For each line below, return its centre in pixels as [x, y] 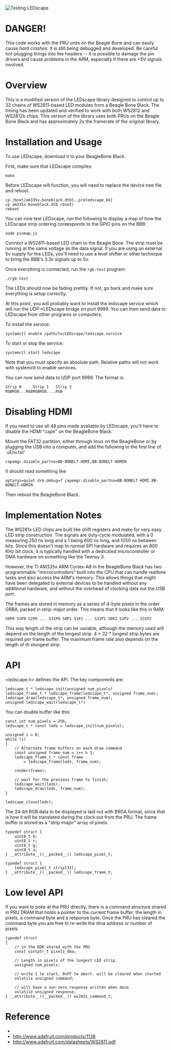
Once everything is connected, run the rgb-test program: [66, 269]
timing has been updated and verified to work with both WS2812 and [77, 110]
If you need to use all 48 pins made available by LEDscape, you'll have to [82, 426]
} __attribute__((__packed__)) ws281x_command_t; [59, 996]
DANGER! [26, 29]
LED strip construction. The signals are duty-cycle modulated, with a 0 [79, 535]
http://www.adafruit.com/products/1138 [54, 1036]
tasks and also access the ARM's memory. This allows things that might [81, 578]
